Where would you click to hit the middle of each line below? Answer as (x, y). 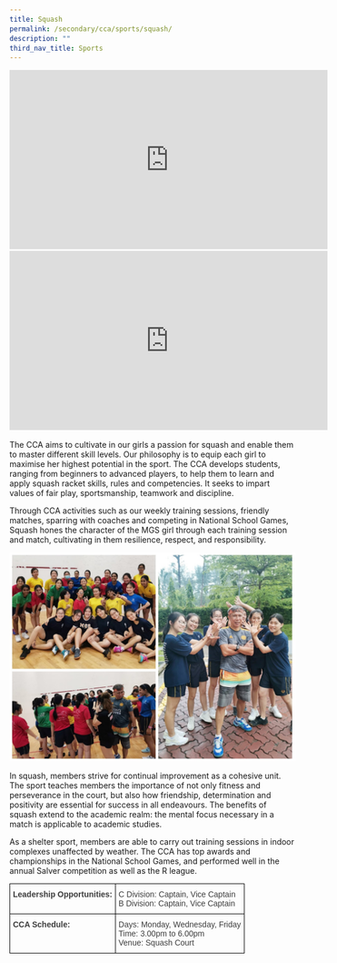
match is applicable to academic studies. (86, 825)
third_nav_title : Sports (56, 48)
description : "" (40, 38)
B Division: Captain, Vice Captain (177, 904)
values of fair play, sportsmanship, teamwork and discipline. (122, 493)
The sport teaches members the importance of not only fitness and (135, 786)
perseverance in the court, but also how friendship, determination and (140, 796)
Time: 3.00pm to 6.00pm (162, 934)
